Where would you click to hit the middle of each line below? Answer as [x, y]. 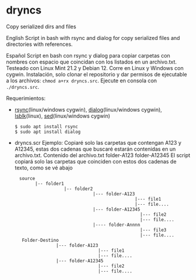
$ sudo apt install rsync [46, 126]
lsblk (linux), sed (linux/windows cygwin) [62, 116]
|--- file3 [153, 230]
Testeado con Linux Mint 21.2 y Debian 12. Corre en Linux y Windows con [95, 68]
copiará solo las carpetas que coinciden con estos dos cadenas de [96, 161]
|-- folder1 [50, 184]
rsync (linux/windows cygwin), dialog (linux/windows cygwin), [88, 109]
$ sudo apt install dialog [48, 132]
